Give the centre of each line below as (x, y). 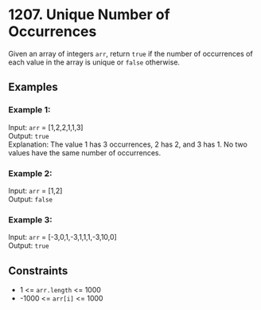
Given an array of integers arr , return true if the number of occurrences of (130, 53)
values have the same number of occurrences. (85, 152)
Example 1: (29, 110)
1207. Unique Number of (89, 15)
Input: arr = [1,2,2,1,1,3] (46, 127)
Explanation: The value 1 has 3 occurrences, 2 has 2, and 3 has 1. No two (128, 144)
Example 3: (31, 219)
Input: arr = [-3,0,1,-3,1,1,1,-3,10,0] (62, 237)
